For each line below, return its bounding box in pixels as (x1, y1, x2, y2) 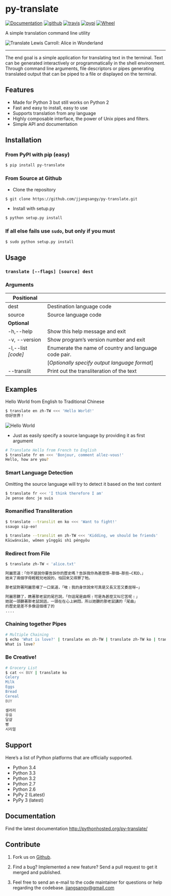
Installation (5, 136, 42, 145)
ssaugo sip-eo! (5, 524, 38, 529)
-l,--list (8, 345, 27, 352)
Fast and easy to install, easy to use (12, 104, 88, 110)
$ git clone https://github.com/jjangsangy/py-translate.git (5, 196, 138, 201)
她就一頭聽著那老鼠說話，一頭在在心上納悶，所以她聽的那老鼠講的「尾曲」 (5, 599, 138, 604)
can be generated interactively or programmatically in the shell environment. (5, 60, 165, 66)
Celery (5, 675, 19, 680)
